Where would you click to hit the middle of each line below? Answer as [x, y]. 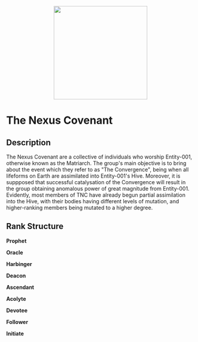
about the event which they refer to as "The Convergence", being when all [98, 170]
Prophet [16, 241]
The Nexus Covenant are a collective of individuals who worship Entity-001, [99, 157]
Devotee [17, 310]
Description [28, 143]
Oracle [15, 252]
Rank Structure [35, 226]
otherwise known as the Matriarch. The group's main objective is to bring [96, 163]
